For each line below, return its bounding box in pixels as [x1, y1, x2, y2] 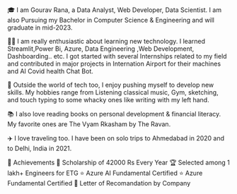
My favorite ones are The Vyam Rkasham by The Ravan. [7, 120, 171, 128]
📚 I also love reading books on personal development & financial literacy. [7, 110, 221, 118]
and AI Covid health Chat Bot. [7, 67, 93, 75]
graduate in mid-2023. [7, 23, 73, 32]
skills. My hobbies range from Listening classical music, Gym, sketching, [7, 88, 219, 97]
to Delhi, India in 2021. [7, 144, 72, 152]
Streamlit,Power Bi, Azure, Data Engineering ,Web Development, [7, 44, 195, 53]
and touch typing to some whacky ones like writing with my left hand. [7, 96, 210, 104]
